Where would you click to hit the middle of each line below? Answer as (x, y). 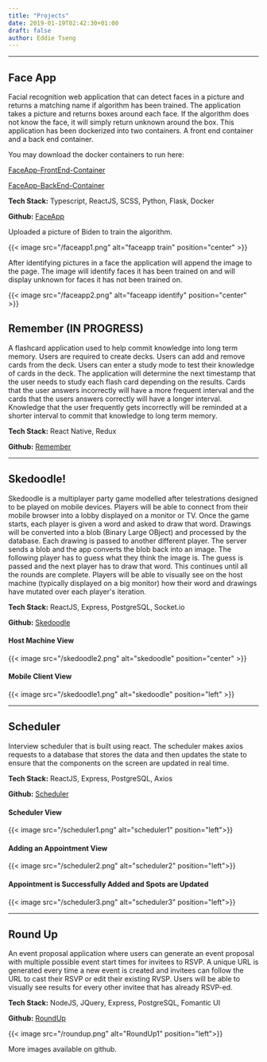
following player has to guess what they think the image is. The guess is (126, 557)
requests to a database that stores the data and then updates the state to (128, 754)
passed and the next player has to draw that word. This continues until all (128, 566)
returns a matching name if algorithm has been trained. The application (124, 105)
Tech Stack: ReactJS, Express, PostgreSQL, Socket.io (97, 607)
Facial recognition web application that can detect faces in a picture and (126, 97)
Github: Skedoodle (39, 622)
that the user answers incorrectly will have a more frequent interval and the (131, 390)
